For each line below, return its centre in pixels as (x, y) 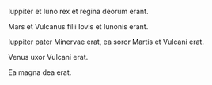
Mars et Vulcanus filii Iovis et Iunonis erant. (78, 26)
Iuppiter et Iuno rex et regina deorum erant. (78, 11)
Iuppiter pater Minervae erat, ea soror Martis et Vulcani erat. (106, 42)
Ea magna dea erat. (40, 72)
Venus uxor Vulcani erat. (48, 57)
